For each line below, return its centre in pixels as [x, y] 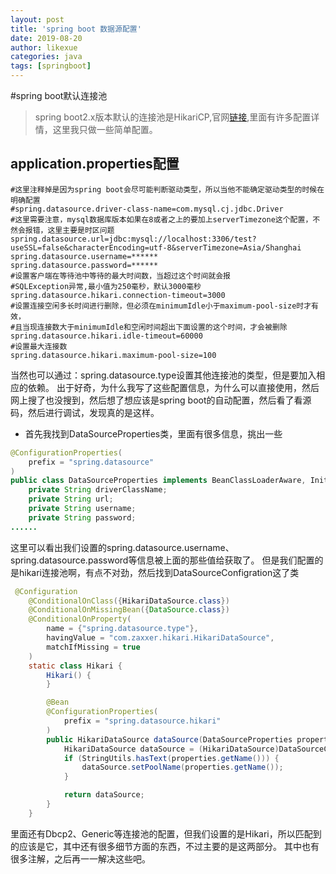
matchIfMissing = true [93, 647]
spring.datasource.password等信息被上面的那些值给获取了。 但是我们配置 [162, 560]
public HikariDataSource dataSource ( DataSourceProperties [169, 739]
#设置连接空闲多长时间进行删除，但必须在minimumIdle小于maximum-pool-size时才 [161, 306]
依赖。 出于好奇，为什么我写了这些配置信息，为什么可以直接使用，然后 [173, 387]
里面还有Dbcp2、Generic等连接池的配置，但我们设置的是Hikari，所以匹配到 [166, 833]
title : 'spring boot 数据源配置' [76, 29]
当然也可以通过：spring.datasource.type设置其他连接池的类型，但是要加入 [163, 375]
